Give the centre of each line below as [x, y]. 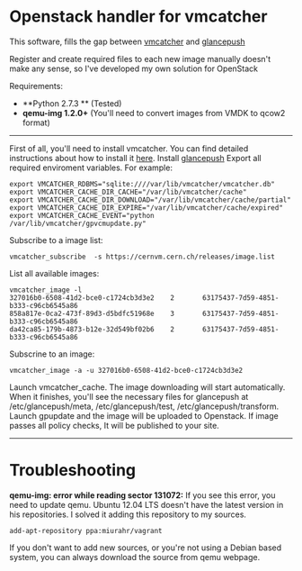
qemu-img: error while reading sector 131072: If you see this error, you [142, 495]
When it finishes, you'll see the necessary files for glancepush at [129, 396]
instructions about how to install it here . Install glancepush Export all [136, 158]
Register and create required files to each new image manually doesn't [140, 59]
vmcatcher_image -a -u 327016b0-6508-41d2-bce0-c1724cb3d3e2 [126, 370]
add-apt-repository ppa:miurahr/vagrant [86, 530]
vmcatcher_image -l [46, 290]
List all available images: [54, 273]
